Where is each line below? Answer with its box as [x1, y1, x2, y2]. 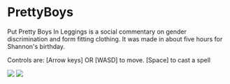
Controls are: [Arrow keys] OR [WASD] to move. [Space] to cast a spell [7, 55, 211, 64]
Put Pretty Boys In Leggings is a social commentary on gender [7, 27, 187, 36]
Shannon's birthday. [7, 42, 65, 50]
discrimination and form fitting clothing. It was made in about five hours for [7, 34, 223, 43]
